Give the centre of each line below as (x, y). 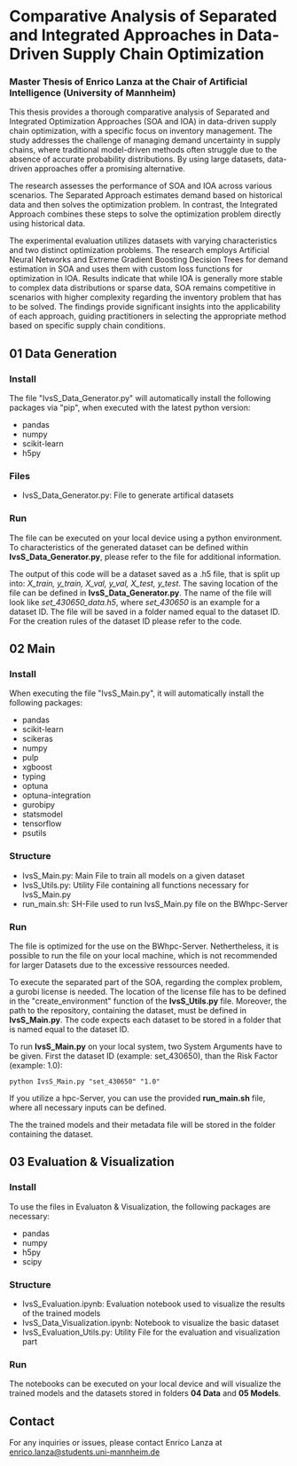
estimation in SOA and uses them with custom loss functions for (126, 269)
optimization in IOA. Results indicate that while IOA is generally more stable (146, 279)
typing (34, 776)
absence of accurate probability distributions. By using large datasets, (137, 159)
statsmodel (43, 815)
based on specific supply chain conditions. (87, 326)
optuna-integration (56, 795)
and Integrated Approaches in (121, 35)
